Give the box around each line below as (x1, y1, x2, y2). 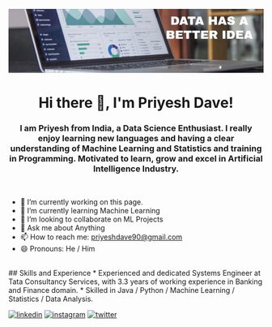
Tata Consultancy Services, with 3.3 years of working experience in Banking (8, 277, 263, 286)
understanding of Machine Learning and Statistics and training (10, 143, 262, 154)
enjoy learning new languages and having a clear (37, 133, 235, 144)
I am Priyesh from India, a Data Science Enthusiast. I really (19, 123, 253, 134)
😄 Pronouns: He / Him (19, 244, 96, 254)
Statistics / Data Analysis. (8, 294, 93, 304)
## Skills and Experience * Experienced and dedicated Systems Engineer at (8, 269, 261, 278)
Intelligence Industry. (92, 163, 180, 174)
